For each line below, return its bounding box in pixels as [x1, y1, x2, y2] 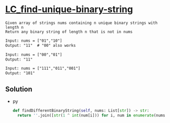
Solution [5, 85, 32, 94]
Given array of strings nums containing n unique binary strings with [5, 20, 158, 25]
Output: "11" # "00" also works [5, 43, 76, 48]
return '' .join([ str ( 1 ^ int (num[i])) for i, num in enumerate [17, 113, 154, 118]
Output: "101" [5, 71, 36, 76]
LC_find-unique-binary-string [5, 4, 133, 15]
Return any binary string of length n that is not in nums [5, 29, 133, 34]
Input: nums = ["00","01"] [5, 52, 62, 57]
